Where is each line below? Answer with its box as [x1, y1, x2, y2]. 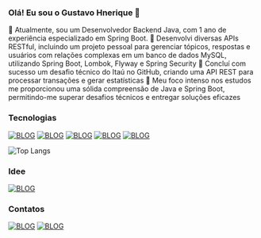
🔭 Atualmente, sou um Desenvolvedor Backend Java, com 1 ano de [8, 25, 227, 35]
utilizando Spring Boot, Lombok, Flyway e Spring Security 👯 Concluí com [8, 59, 246, 68]
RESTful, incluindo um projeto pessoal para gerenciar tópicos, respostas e [8, 42, 251, 52]
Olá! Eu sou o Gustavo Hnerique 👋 [8, 7, 140, 18]
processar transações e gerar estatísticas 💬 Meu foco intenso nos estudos [8, 75, 251, 86]
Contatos [8, 203, 45, 214]
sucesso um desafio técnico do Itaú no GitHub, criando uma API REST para [8, 67, 254, 77]
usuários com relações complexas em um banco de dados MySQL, [8, 51, 228, 60]
